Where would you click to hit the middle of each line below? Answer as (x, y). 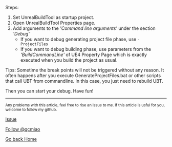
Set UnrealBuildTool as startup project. (53, 17)
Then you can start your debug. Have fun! (49, 91)
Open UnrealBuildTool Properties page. (54, 23)
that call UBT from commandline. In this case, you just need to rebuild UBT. (84, 81)
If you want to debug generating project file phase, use (78, 39)
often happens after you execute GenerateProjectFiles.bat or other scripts (83, 76)
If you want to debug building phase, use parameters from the (86, 49)
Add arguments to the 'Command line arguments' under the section (84, 28)
